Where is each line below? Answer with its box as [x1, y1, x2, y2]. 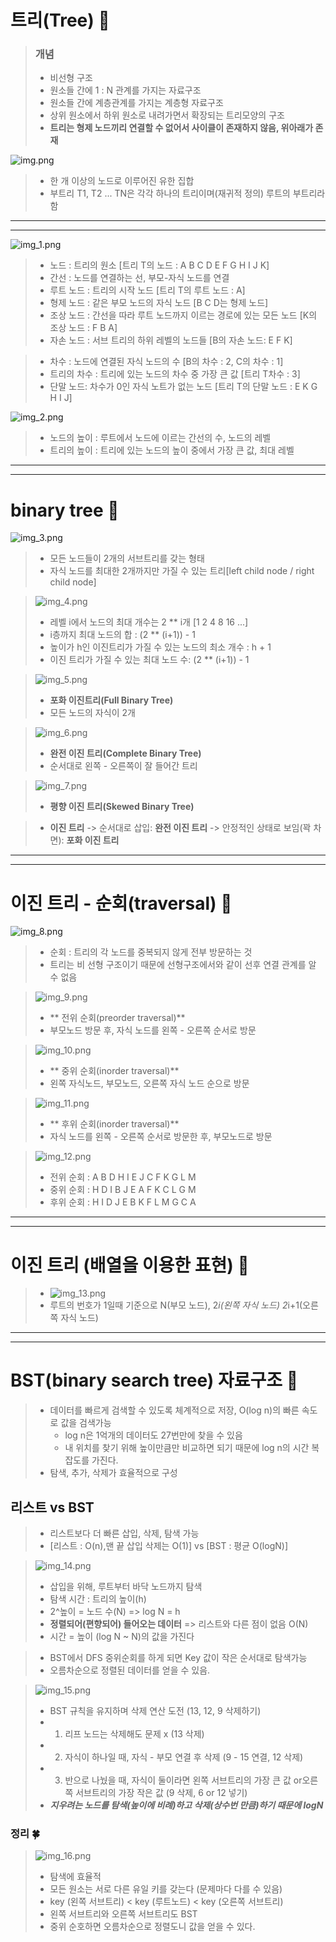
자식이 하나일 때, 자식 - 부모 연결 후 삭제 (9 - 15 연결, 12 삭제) [64, 1751, 304, 1763]
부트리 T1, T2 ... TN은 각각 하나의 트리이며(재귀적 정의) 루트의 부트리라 [49, 187, 326, 200]
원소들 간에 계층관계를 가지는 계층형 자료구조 [49, 97, 224, 109]
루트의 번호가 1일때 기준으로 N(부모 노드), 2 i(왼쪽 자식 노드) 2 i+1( [49, 1299, 303, 1311]
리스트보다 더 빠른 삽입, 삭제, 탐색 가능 [49, 1527, 200, 1540]
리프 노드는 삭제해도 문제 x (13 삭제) [64, 1728, 205, 1740]
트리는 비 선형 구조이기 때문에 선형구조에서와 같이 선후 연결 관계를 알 [49, 959, 317, 971]
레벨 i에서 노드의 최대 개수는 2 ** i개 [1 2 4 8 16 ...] [49, 616, 249, 628]
